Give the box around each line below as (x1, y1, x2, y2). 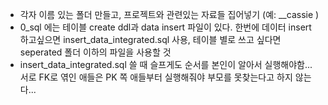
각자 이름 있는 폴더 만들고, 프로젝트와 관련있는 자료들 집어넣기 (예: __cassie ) (19, 9, 320, 20)
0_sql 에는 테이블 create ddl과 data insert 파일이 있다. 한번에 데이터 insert (19, 21, 312, 33)
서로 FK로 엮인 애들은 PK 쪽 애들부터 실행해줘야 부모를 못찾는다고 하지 (19, 71, 293, 83)
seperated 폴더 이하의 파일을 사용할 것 (19, 46, 172, 58)
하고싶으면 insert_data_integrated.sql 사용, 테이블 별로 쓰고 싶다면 (19, 34, 282, 45)
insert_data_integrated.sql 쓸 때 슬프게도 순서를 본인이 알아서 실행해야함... (19, 59, 313, 70)
